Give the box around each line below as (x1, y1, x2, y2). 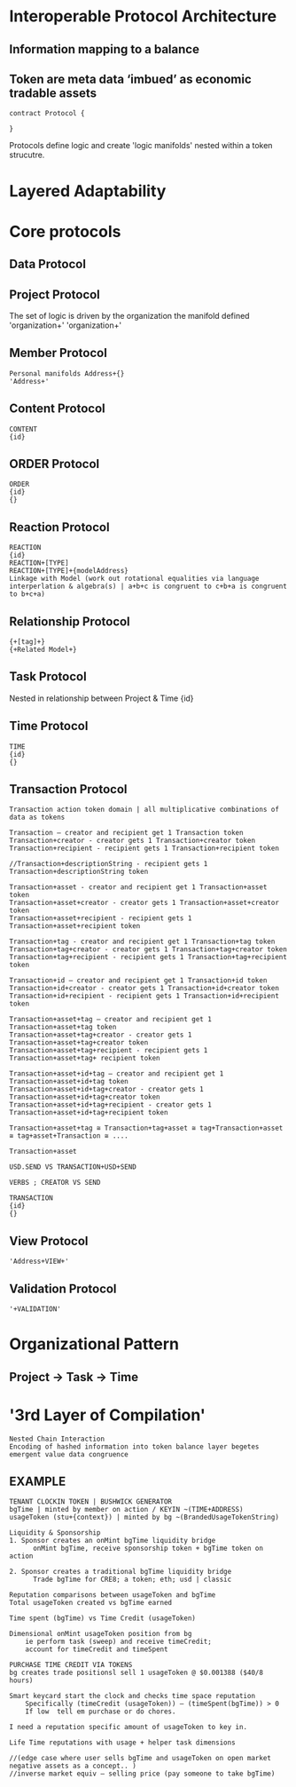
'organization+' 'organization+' (9, 320, 122, 330)
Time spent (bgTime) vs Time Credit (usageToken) (9, 1614, 197, 1623)
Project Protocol (9, 287, 100, 302)
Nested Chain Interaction (9, 1434, 105, 1443)
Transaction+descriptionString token (9, 868, 149, 877)
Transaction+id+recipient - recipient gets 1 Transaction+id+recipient (9, 992, 279, 1001)
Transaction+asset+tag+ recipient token (9, 1054, 161, 1063)
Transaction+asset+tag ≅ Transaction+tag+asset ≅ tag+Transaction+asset (9, 1124, 284, 1133)
